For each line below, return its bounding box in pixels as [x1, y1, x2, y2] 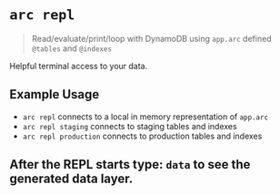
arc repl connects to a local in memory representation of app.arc [22, 111, 269, 122]
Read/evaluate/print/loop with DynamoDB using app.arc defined [31, 33, 272, 44]
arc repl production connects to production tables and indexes [22, 130, 263, 141]
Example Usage [9, 87, 100, 102]
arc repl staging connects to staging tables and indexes [22, 120, 238, 131]
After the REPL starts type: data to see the [9, 157, 251, 172]
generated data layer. [9, 171, 134, 187]
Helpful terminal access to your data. [9, 60, 148, 71]
